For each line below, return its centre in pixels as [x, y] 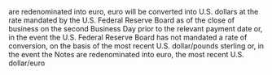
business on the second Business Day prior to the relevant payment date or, [136, 29]
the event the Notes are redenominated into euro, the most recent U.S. [126, 54]
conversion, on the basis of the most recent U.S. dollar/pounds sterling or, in [136, 46]
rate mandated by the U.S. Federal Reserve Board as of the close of [121, 20]
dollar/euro [27, 63]
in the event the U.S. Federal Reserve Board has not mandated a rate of [128, 37]
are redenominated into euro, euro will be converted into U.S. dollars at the [134, 12]
